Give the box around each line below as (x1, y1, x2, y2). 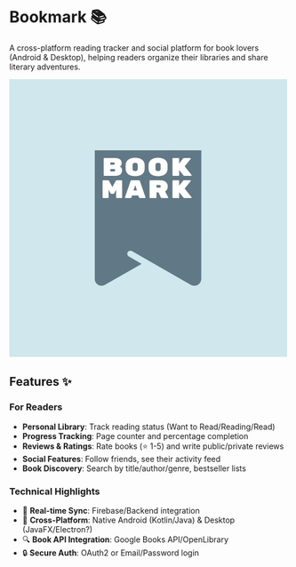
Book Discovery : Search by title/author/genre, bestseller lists (21, 463, 247, 474)
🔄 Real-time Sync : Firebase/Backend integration (21, 505, 200, 515)
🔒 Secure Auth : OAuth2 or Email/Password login (21, 547, 200, 558)
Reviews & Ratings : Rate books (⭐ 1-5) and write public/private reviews (21, 441, 284, 451)
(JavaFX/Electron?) (21, 523, 93, 534)
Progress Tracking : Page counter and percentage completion (21, 430, 249, 441)
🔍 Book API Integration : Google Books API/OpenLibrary (21, 534, 229, 545)
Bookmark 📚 (9, 7, 108, 28)
